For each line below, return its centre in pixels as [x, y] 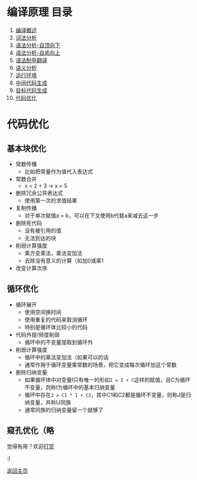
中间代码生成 [31, 82]
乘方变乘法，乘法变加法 [53, 253]
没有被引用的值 [43, 230]
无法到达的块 [40, 238]
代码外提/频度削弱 [37, 334]
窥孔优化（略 [31, 431]
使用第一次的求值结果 [51, 200]
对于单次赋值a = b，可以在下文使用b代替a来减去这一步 [92, 215]
